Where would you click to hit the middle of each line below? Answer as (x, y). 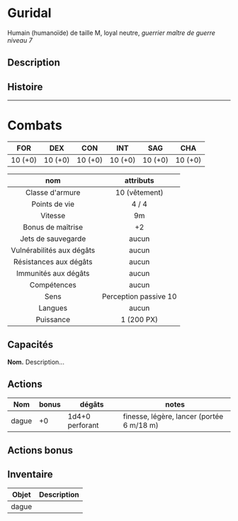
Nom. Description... (36, 362)
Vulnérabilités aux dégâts (53, 250)
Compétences (53, 285)
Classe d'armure (53, 193)
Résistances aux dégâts (53, 262)
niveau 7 (20, 40)
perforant (83, 425)
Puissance (53, 320)
